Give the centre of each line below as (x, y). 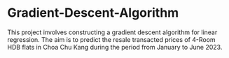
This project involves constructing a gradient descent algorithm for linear (112, 32)
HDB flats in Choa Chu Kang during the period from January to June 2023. (115, 47)
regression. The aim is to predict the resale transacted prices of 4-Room (111, 39)
